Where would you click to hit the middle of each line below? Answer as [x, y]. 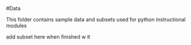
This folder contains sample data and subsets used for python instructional [96, 19]
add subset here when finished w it [48, 37]
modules [17, 26]
